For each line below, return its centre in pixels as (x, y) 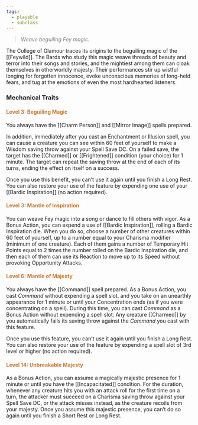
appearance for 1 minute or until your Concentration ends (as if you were (95, 302)
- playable (25, 17)
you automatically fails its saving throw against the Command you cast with (98, 321)
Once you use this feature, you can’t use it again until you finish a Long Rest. (99, 339)
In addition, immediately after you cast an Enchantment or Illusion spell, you (98, 136)
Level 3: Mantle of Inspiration (43, 205)
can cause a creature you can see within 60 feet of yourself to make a (91, 143)
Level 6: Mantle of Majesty (39, 276)
